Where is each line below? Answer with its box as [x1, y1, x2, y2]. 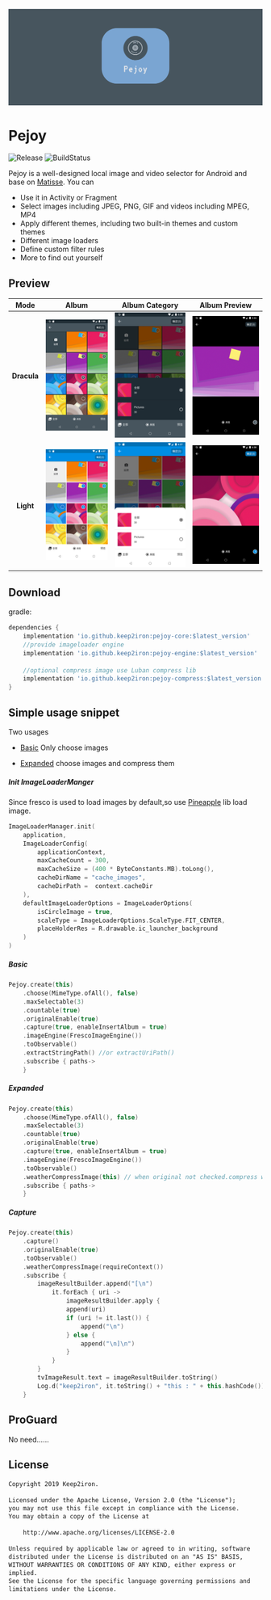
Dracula [11, 371, 39, 381]
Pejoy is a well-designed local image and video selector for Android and [8, 169, 248, 179]
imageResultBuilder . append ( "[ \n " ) [37, 1280, 153, 1288]
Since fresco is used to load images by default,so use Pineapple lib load [8, 797, 248, 806]
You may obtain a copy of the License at [8, 1513, 150, 1521]
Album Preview [199, 300, 252, 309]
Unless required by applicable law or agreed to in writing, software [8, 1545, 251, 1553]
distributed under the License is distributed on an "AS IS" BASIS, [8, 1553, 244, 1561]
